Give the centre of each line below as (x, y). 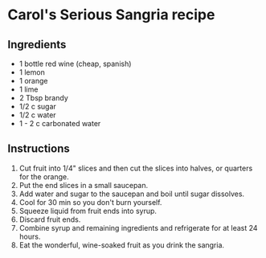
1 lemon (32, 72)
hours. (30, 236)
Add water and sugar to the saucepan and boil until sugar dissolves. (132, 194)
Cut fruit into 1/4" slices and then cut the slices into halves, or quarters (136, 168)
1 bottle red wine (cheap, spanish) (75, 63)
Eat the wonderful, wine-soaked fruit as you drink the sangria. (122, 245)
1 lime (29, 89)
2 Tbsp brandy (44, 98)
